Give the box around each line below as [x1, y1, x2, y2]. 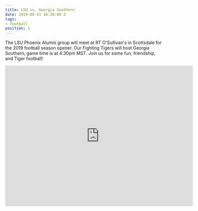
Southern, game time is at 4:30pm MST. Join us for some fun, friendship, [5, 50, 156, 56]
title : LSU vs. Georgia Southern [5, 7, 75, 12]
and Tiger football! [5, 55, 43, 61]
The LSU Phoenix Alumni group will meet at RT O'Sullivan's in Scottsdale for [5, 39, 162, 45]
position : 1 [5, 26, 30, 31]
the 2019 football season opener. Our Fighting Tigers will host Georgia [5, 45, 149, 51]
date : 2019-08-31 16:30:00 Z [5, 12, 66, 17]
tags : [5, 16, 16, 21]
